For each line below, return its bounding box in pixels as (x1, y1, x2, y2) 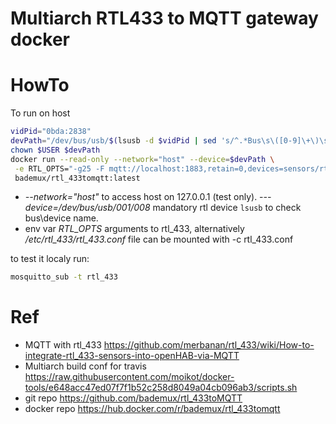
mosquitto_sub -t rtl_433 (10, 272, 118, 282)
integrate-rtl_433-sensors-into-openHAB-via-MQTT (24, 350, 240, 362)
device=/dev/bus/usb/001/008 (24, 202, 151, 214)
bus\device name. (24, 212, 99, 224)
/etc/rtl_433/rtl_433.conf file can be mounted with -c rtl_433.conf (24, 233, 294, 246)
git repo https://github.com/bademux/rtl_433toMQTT (24, 392, 243, 404)
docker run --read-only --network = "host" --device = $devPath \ (10, 154, 275, 164)
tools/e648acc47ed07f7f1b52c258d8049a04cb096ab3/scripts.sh (24, 382, 298, 394)
